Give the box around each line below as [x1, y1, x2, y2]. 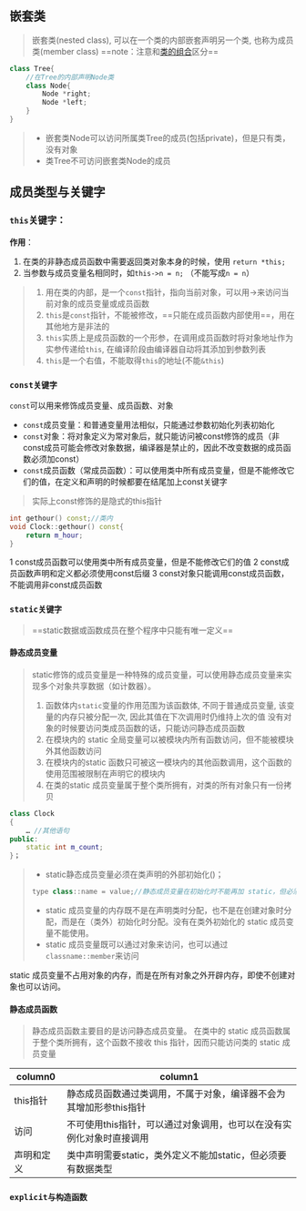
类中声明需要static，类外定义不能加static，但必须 [66, 1149, 278, 1162]
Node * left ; [42, 98, 88, 107]
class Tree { [9, 64, 55, 73]
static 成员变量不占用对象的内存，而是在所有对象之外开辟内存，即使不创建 [9, 970, 288, 981]
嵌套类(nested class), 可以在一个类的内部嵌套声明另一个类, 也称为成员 [31, 35, 294, 46]
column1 [159, 1071, 199, 1084]
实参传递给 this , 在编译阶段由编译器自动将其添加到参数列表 [45, 343, 267, 354]
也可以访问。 [16, 982, 66, 992]
